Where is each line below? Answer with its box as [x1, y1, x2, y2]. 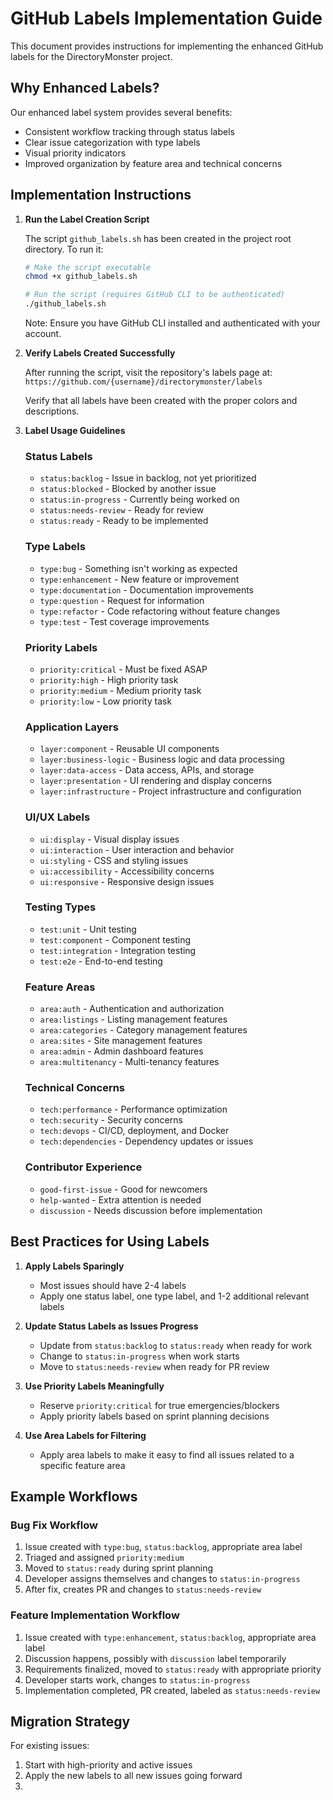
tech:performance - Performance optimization [39, 1103, 228, 1116]
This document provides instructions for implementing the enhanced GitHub [10, 40, 324, 52]
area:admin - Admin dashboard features [39, 1045, 204, 1057]
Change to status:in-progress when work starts [39, 1350, 240, 1362]
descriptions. [24, 405, 80, 417]
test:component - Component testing [39, 933, 192, 946]
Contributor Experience [24, 1160, 143, 1174]
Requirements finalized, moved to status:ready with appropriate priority [24, 1663, 322, 1675]
